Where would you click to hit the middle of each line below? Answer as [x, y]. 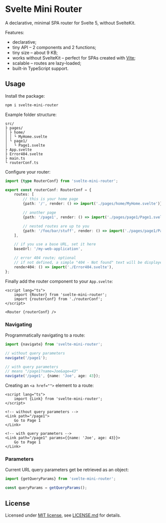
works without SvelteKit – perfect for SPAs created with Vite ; [74, 58]
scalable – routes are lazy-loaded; [47, 63]
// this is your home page [51, 199]
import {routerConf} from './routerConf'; [58, 299]
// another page [40, 213]
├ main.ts [15, 158]
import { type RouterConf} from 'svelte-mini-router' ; [62, 181]
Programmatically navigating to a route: [45, 335]
